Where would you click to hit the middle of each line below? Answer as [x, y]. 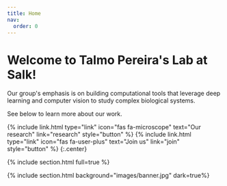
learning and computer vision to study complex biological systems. [102, 101]
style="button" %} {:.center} [47, 149]
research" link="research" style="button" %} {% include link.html [99, 135]
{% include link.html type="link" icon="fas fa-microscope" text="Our [104, 127]
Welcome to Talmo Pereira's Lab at [107, 60]
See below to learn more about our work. [65, 114]
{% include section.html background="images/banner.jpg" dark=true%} [108, 176]
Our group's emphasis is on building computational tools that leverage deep [114, 94]
